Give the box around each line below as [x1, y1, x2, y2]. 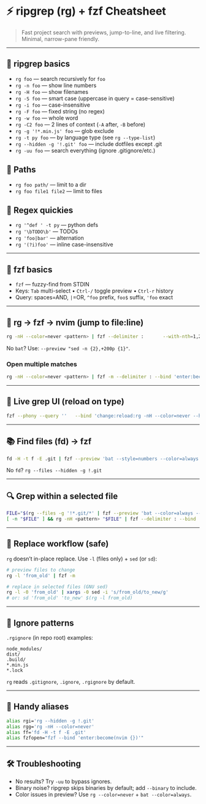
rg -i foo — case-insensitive [15, 101, 91, 109]
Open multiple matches [6, 359, 78, 368]
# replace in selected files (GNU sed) [6, 583, 109, 590]
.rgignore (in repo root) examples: [6, 634, 93, 641]
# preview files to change [6, 567, 75, 573]
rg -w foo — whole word [15, 114, 78, 121]
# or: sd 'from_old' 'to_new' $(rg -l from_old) [6, 595, 133, 601]
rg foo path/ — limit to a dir [15, 181, 87, 188]
